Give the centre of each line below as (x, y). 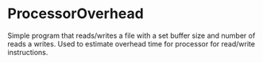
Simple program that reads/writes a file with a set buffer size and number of (131, 35)
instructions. (28, 52)
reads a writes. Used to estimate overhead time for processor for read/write (131, 43)
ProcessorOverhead (75, 14)
